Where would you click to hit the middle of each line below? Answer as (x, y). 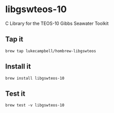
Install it (18, 67)
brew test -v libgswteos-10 (35, 105)
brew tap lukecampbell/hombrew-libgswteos (51, 51)
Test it (15, 93)
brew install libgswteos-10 (35, 78)
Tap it (14, 39)
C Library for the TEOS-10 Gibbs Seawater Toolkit (57, 23)
